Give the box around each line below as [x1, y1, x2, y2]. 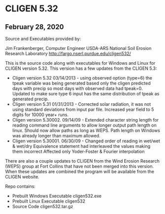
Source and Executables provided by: [5, 36, 81, 42]
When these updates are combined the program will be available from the [5, 169, 154, 174]
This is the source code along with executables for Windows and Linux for [5, 60, 156, 66]
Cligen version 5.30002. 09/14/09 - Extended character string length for [12, 117, 159, 123]
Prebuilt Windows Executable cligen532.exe [12, 193, 102, 199]
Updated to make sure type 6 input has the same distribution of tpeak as [12, 91, 160, 96]
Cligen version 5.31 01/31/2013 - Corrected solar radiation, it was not [12, 101, 151, 107]
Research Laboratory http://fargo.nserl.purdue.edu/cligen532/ [5, 50, 132, 56]
